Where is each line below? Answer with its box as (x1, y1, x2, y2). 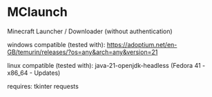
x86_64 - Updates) (7, 69, 61, 77)
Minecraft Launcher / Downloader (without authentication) (7, 27, 173, 35)
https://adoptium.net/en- (106, 40, 177, 48)
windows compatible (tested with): (7, 40, 106, 48)
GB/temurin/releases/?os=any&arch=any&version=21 (7, 48, 158, 56)
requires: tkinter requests (7, 82, 79, 90)
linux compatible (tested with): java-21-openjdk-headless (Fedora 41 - (7, 61, 206, 69)
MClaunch (7, 4, 68, 20)
